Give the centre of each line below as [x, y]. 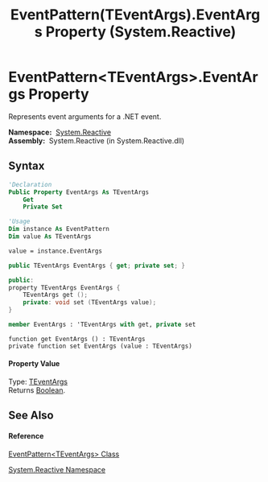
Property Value [34, 364]
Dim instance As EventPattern [59, 229]
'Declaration [30, 184]
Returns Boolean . [37, 390]
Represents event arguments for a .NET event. [85, 116]
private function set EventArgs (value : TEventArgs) [101, 346]
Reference [26, 436]
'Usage [19, 222]
